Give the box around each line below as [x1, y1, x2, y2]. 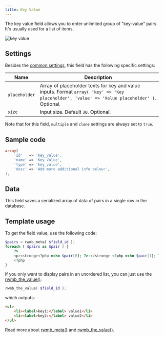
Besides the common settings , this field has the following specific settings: [5, 62, 155, 69]
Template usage [5, 217, 55, 225]
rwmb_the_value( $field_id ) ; [5, 286, 67, 291]
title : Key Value [5, 7, 41, 12]
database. [5, 203, 25, 209]
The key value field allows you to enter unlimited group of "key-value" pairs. [5, 21, 158, 26]
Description [84, 74, 112, 81]
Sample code [5, 135, 46, 144]
